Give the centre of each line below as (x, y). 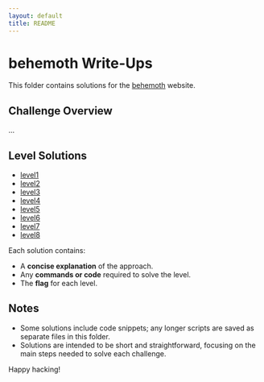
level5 (30, 210)
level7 (30, 226)
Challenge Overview (60, 111)
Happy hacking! (35, 369)
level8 (30, 235)
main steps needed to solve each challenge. (93, 353)
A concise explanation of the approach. (87, 266)
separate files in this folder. (65, 336)
